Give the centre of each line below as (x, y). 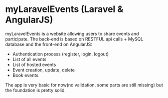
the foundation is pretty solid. (36, 90)
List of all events (29, 59)
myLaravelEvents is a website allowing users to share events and (72, 33)
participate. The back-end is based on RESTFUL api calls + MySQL (74, 39)
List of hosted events (34, 64)
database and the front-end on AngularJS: (49, 44)
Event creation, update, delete (44, 70)
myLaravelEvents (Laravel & (64, 9)
